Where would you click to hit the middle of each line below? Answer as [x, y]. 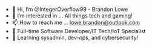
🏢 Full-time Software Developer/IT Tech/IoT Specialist [79, 31]
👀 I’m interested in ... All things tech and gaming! [72, 16]
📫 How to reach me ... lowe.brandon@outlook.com [76, 22]
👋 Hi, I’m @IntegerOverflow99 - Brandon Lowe [70, 9]
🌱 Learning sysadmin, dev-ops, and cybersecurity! [75, 37]
